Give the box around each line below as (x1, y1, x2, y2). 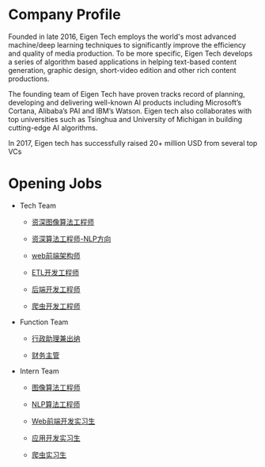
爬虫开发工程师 (31, 301, 81, 311)
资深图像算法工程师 (31, 216, 95, 227)
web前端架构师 (31, 251, 81, 260)
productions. (8, 74, 50, 83)
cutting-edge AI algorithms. (8, 123, 98, 132)
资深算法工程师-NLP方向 (31, 234, 112, 243)
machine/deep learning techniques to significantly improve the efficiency (8, 40, 247, 49)
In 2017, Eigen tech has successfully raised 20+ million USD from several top (8, 138, 258, 147)
